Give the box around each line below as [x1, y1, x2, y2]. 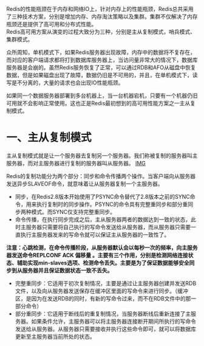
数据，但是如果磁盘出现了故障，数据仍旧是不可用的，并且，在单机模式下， [6, 72, 192, 78]
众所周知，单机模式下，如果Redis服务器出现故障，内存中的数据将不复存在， [6, 49, 196, 56]
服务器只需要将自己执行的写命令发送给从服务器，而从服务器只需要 [25, 223, 191, 230]
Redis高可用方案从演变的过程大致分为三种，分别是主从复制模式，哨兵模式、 [6, 28, 196, 35]
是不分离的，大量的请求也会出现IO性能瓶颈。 [11, 79, 124, 86]
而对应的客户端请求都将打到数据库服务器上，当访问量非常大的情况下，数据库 [6, 57, 198, 63]
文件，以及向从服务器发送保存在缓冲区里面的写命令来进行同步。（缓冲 [15, 287, 188, 294]
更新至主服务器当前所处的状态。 [15, 333, 95, 340]
